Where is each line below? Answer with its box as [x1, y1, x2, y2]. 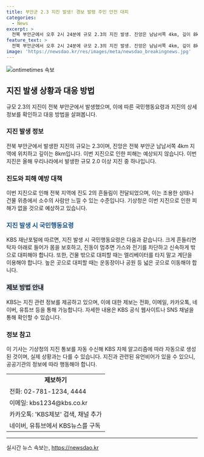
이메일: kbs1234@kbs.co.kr [9, 399, 88, 407]
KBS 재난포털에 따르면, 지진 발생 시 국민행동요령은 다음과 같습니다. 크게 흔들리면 [6, 236, 197, 244]
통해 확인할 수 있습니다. [6, 313, 62, 321]
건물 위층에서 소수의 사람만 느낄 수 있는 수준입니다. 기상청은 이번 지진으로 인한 [6, 197, 191, 204]
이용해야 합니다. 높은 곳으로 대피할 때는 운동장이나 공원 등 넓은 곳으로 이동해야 [6, 259, 191, 266]
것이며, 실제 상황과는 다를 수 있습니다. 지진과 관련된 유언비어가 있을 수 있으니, [12, 353, 195, 360]
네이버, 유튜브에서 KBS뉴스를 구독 [9, 422, 101, 430]
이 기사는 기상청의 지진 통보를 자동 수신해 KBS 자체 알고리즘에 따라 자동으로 [6, 345, 185, 353]
